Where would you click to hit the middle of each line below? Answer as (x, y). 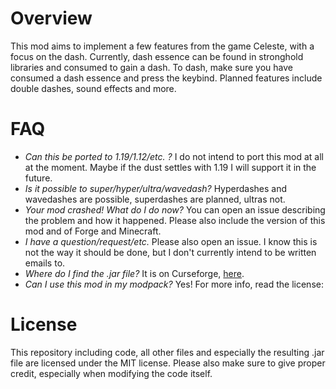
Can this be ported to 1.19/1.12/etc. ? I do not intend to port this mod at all (174, 156)
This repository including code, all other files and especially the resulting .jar (167, 352)
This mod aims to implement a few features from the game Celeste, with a (162, 46)
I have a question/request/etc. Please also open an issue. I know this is (171, 241)
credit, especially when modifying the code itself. (111, 373)
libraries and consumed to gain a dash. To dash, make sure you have (152, 67)
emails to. (45, 263)
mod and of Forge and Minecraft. (93, 231)
